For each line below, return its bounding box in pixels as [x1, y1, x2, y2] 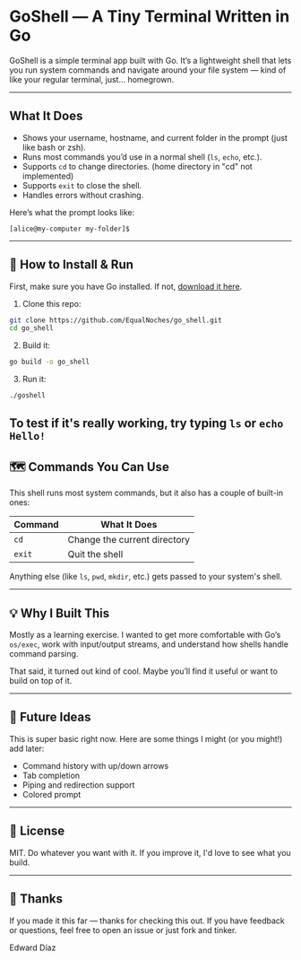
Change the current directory [67, 534, 191, 546]
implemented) [21, 170, 74, 181]
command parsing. [9, 649, 79, 659]
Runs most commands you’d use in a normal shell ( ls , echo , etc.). [21, 151, 262, 162]
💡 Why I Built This [9, 606, 110, 621]
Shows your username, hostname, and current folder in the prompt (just [21, 132, 288, 143]
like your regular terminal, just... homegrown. [9, 74, 175, 84]
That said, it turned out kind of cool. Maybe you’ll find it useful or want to [9, 666, 278, 676]
